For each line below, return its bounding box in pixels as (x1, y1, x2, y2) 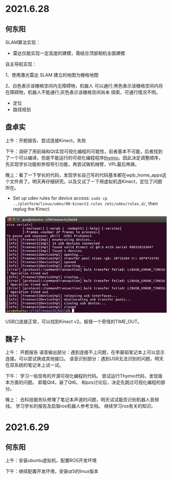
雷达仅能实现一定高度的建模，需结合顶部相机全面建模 (12, 50, 125, 56)
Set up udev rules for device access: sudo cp (12, 195, 107, 201)
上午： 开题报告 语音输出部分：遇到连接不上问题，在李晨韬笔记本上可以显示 (5, 349, 165, 356)
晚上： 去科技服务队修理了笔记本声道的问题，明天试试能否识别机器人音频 (5, 397, 159, 403)
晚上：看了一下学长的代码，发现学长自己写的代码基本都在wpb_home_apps (5, 172, 162, 178)
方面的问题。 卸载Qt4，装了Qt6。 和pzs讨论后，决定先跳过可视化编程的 (9, 379, 161, 385)
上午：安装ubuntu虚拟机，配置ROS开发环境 (5, 458, 97, 464)
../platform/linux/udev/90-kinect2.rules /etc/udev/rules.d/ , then (12, 200, 158, 206)
